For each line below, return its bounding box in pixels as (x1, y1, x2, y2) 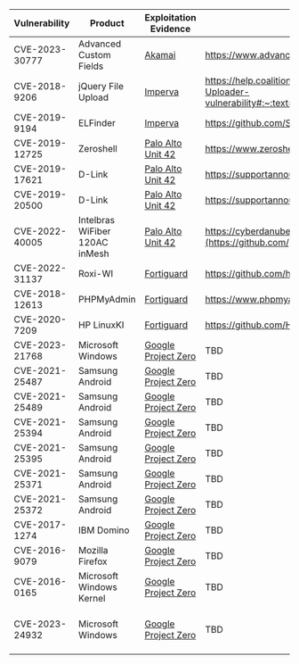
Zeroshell (78, 143, 117, 154)
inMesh (78, 247, 109, 260)
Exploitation (144, 12, 197, 23)
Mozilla (78, 544, 109, 556)
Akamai (144, 49, 176, 61)
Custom (78, 49, 111, 61)
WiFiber (78, 225, 111, 237)
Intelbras (78, 214, 116, 226)
